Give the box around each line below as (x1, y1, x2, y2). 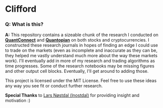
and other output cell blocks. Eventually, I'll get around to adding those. (5, 68, 149, 74)
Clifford (5, 3, 37, 15)
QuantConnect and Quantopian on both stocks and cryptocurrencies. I (5, 37, 149, 43)
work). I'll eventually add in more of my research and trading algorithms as (5, 58, 155, 64)
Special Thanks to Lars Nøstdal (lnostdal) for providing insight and (5, 92, 140, 98)
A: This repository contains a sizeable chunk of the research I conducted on (5, 32, 159, 38)
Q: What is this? (5, 21, 44, 28)
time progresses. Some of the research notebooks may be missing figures (5, 63, 155, 69)
